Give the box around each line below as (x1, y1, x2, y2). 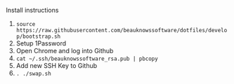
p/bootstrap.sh (15, 33, 61, 40)
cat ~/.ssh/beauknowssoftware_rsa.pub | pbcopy (15, 55, 158, 62)
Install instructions (6, 6, 59, 14)
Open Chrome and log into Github (15, 47, 114, 55)
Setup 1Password (15, 39, 67, 48)
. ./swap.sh (15, 70, 51, 77)
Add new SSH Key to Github (15, 62, 98, 69)
